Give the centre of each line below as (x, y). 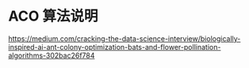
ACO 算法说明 (53, 16)
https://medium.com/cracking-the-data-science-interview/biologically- (125, 38)
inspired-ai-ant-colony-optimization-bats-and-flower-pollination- (115, 47)
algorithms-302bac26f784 (52, 55)
